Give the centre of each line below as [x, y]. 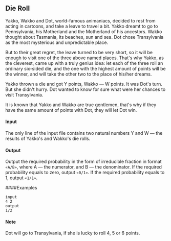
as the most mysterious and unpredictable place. [57, 42]
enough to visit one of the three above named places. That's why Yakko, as [84, 58]
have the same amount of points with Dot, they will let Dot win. [71, 110]
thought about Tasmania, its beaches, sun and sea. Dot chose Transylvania [84, 37]
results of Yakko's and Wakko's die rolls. [48, 139]
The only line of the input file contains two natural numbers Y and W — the [84, 133]
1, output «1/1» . [22, 178]
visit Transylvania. [24, 94]
